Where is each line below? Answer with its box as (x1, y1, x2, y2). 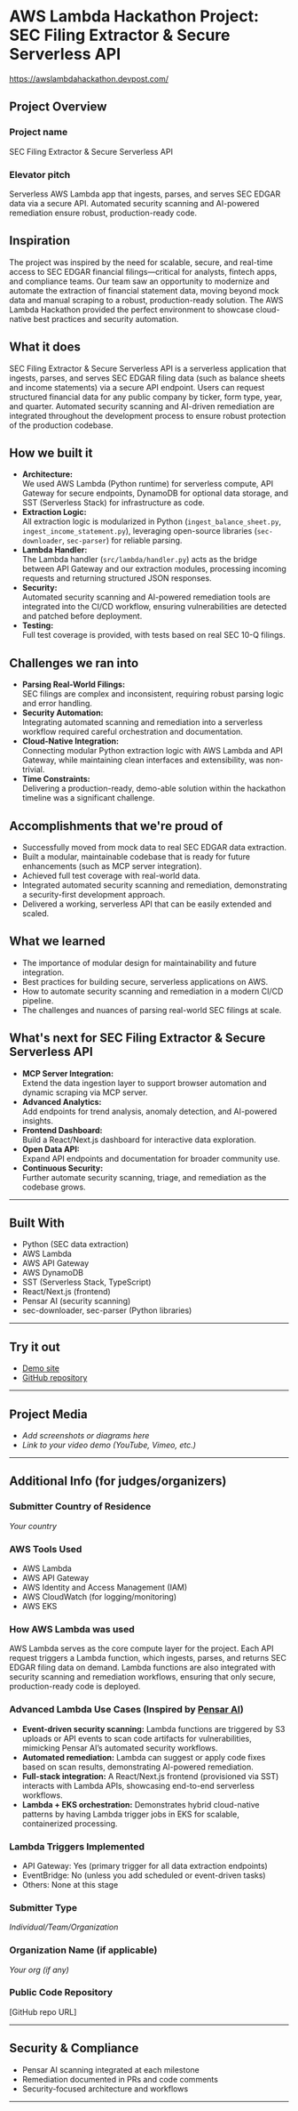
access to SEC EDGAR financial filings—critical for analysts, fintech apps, (9, 266, 278, 277)
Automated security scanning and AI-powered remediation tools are (21, 592, 271, 602)
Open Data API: (21, 1143, 80, 1154)
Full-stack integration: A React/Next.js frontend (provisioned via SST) (21, 1770, 279, 1781)
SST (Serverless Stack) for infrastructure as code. (21, 497, 206, 508)
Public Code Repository (9, 1986, 114, 1999)
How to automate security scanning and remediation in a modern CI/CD (21, 986, 284, 996)
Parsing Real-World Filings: (21, 679, 126, 690)
